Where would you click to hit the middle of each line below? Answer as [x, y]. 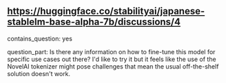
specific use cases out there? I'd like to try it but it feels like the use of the [112, 59]
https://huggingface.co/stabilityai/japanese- [106, 11]
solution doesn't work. [39, 73]
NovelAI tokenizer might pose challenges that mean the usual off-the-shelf [113, 66]
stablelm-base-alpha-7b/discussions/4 [94, 22]
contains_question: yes [40, 38]
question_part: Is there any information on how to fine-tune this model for [111, 51]
